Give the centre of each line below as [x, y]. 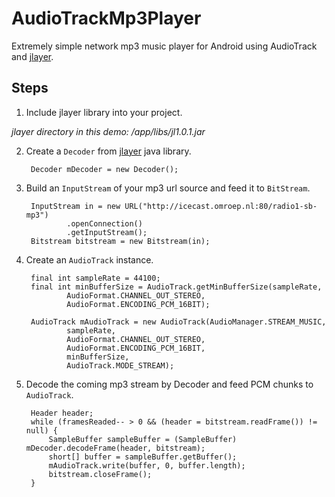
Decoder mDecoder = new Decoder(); [104, 169]
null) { [41, 430]
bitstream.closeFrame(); [100, 474]
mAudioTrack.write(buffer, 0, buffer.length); [147, 465]
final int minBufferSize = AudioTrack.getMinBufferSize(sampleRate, [176, 287]
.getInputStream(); [107, 232]
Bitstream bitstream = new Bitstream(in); [120, 241]
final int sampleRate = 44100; [95, 278]
